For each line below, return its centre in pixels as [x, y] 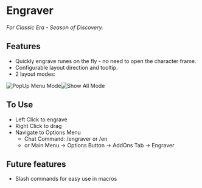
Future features [36, 164]
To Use [20, 105]
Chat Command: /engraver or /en [66, 139]
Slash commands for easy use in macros [66, 179]
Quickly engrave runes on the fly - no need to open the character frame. [106, 61]
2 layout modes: [35, 74]
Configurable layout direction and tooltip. [66, 67]
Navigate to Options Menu [48, 132]
